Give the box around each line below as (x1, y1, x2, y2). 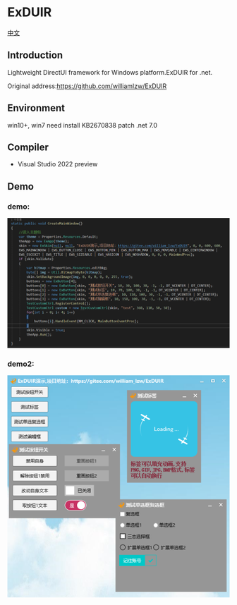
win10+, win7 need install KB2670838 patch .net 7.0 (7, 121, 157, 129)
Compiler (7, 141, 49, 153)
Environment (7, 102, 66, 114)
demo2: (7, 359, 35, 369)
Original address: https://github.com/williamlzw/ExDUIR (7, 82, 167, 90)
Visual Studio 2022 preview (17, 160, 98, 169)
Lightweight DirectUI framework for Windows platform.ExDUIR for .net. (7, 68, 213, 76)
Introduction (7, 49, 63, 61)
